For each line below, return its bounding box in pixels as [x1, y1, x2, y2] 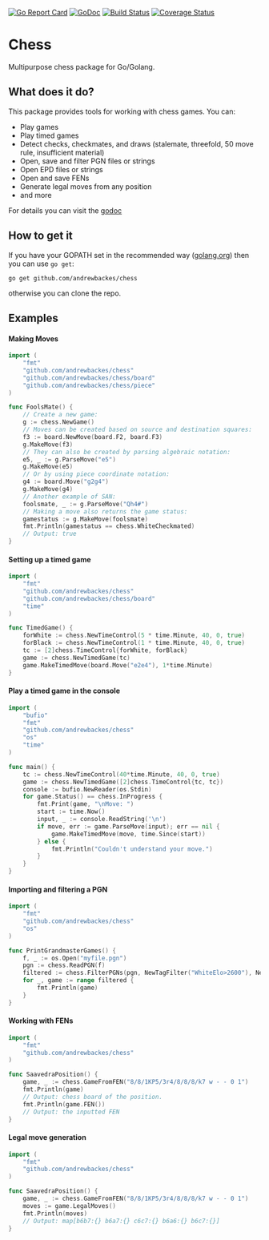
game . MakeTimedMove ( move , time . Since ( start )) [50, 830, 206, 838]
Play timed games [19, 131, 79, 140]
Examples [8, 311, 58, 324]
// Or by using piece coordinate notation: [22, 470, 171, 478]
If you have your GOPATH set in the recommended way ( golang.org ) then [8, 250, 250, 260]
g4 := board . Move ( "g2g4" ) [22, 477, 110, 486]
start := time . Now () [37, 807, 106, 816]
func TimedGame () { [8, 624, 74, 632]
